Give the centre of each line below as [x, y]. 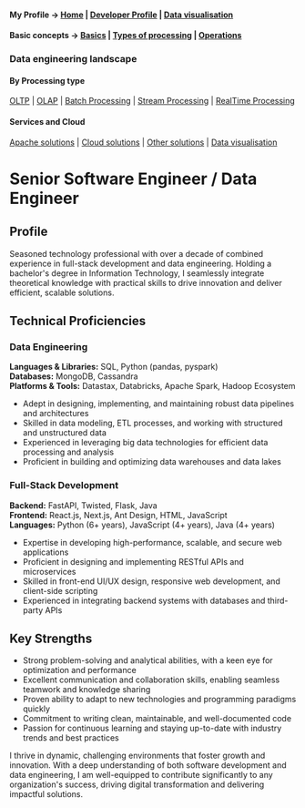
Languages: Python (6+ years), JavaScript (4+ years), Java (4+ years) [142, 525]
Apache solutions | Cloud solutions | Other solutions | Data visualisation [143, 142]
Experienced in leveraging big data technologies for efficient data [145, 443]
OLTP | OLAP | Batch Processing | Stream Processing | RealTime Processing [152, 101]
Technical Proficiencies [78, 321]
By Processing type [47, 80]
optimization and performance [79, 670]
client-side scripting [60, 590]
